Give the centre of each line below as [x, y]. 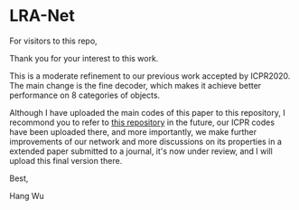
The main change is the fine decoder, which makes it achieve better [135, 85]
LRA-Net [42, 16]
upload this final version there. [66, 160]
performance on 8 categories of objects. [85, 95]
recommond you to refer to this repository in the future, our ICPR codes [142, 122]
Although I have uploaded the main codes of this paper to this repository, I [148, 112]
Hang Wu [27, 196]
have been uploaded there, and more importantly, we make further [133, 131]
